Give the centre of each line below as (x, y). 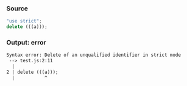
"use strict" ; (24, 21)
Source (17, 9)
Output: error (26, 42)
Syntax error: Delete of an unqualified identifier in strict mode (94, 55)
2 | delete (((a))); (33, 72)
